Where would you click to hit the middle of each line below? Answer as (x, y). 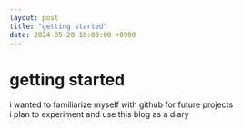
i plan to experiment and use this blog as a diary (99, 114)
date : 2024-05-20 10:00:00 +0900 (73, 35)
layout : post (34, 18)
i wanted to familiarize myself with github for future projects (121, 104)
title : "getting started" (58, 26)
